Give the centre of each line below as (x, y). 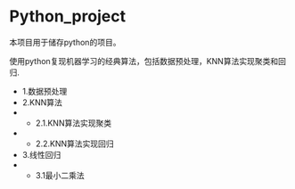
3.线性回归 (41, 154)
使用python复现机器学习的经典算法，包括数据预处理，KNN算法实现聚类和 (144, 61)
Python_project (68, 16)
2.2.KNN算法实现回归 (74, 144)
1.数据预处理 (45, 91)
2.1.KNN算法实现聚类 (74, 123)
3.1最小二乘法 (60, 175)
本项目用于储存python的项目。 (65, 42)
